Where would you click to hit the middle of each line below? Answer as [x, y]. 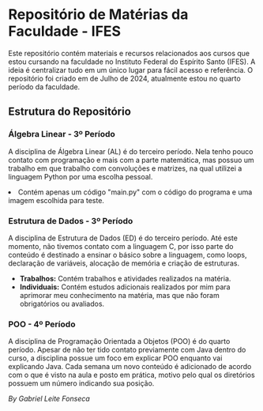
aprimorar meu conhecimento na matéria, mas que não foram [119, 295]
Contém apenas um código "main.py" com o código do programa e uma [135, 192]
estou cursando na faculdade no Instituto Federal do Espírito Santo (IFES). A [132, 62]
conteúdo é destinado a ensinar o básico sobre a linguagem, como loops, [128, 255]
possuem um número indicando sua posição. [81, 383]
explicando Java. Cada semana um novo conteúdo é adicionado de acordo [130, 367]
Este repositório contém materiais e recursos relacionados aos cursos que [129, 53]
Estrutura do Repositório [70, 112]
